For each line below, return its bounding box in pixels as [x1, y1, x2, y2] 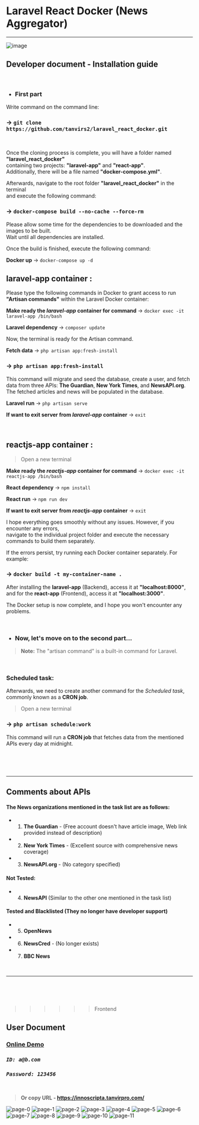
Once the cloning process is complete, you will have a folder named [6, 149, 172, 156]
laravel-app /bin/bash [6, 313, 62, 319]
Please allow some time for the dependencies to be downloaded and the [6, 221, 183, 228]
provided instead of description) [23, 829, 102, 837]
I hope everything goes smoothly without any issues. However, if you [6, 518, 175, 526]
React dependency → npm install [6, 483, 91, 491]
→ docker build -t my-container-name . [6, 570, 123, 578]
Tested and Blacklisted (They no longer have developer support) [6, 908, 168, 915]
